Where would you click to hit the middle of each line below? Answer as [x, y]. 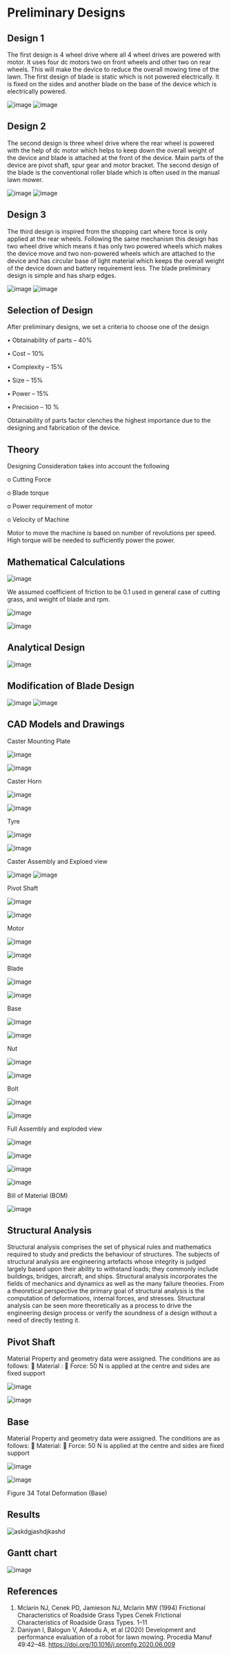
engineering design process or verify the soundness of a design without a [112, 1313]
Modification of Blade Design [71, 686]
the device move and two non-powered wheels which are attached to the [111, 253]
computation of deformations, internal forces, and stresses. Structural [106, 1298]
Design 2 [27, 127]
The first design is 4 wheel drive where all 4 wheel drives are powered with [114, 54]
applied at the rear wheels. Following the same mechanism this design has [113, 239]
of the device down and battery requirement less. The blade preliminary [109, 268]
